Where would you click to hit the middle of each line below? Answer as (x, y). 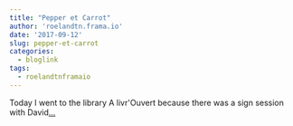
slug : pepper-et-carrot (54, 43)
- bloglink (38, 60)
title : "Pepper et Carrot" (60, 18)
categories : (32, 52)
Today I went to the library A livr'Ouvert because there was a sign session (147, 102)
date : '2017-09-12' (46, 34)
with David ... (33, 112)
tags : (19, 69)
